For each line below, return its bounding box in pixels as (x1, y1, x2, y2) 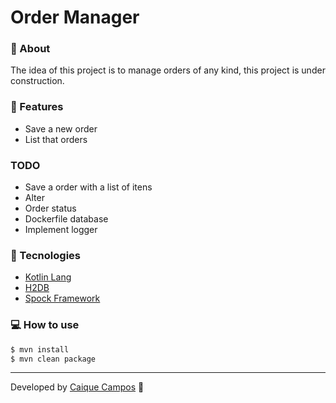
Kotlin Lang (24, 271, 72, 283)
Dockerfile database (24, 213, 109, 225)
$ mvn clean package (10, 354, 97, 364)
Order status (24, 202, 77, 215)
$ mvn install (10, 344, 70, 355)
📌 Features (10, 100, 64, 114)
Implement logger (24, 224, 98, 236)
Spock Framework (24, 292, 101, 305)
